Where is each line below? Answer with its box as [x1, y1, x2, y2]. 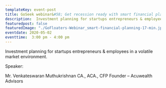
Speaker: [5, 63, 24, 69]
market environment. [5, 53, 48, 59]
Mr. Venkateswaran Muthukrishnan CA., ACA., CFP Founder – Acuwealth [5, 73, 153, 79]
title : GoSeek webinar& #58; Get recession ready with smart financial [5, 12, 154, 17]
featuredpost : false [5, 21, 48, 26]
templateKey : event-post [5, 7, 56, 12]
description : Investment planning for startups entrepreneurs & [5, 16, 142, 21]
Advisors [5, 78, 24, 84]
